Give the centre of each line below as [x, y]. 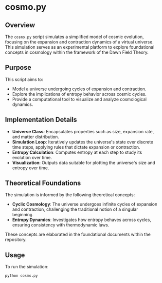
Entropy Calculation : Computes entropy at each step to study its [77, 152]
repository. [16, 240]
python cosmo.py [21, 276]
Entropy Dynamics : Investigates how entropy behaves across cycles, [82, 220]
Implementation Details [41, 120]
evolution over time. [32, 157]
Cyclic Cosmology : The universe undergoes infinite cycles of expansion [85, 204]
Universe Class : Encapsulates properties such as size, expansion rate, [83, 131]
